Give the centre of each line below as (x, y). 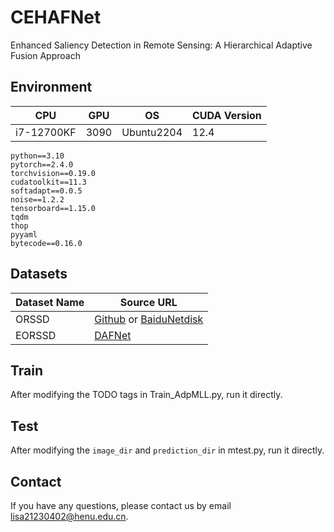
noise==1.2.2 (37, 199)
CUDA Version (227, 115)
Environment (51, 87)
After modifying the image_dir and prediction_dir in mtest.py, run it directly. (167, 450)
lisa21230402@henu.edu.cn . (69, 516)
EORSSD (36, 335)
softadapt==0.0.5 (46, 191)
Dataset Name (50, 302)
